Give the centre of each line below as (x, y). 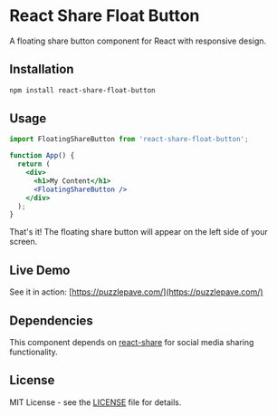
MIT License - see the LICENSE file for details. (96, 402)
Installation (42, 69)
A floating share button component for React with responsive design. (138, 41)
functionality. (34, 352)
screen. (24, 242)
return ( (34, 164)
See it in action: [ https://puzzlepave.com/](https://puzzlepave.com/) (137, 292)
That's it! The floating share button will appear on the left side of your (139, 232)
